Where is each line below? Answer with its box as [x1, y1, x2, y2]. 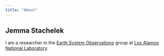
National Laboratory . [5, 45, 49, 51]
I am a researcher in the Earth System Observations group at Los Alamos [5, 40, 159, 46]
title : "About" [5, 7, 38, 13]
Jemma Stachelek [5, 26, 64, 35]
